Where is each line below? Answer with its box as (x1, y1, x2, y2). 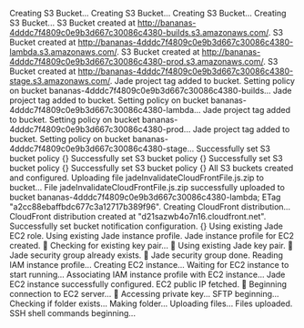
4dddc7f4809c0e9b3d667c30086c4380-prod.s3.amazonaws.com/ (9, 56, 264, 67)
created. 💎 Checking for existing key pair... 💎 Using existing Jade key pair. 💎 (9, 241, 294, 251)
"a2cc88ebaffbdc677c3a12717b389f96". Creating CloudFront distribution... (9, 201, 291, 212)
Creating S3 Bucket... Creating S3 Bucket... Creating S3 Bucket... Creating (9, 8, 287, 18)
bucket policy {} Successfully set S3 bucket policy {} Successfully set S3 (9, 153, 284, 163)
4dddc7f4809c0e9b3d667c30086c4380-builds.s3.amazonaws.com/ (9, 27, 269, 37)
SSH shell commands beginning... (9, 308, 137, 318)
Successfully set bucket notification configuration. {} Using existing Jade (9, 220, 284, 231)
